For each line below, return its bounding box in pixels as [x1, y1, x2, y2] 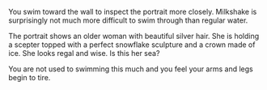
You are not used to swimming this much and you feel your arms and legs [8, 64, 253, 74]
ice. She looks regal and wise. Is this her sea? [8, 49, 160, 58]
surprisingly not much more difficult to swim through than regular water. [8, 15, 248, 25]
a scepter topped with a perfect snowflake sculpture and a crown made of [8, 40, 256, 49]
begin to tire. [8, 73, 51, 82]
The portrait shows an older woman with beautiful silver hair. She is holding [8, 32, 260, 41]
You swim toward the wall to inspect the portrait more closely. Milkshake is [8, 7, 257, 16]
